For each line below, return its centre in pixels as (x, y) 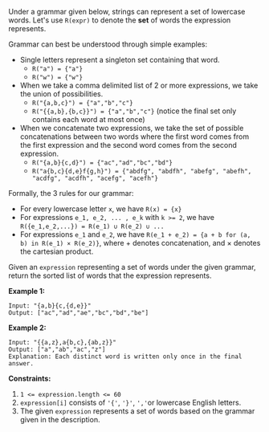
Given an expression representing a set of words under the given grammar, (132, 267)
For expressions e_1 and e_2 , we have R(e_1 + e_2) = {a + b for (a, (135, 234)
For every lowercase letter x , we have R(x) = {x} (101, 209)
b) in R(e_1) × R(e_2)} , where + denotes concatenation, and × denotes (140, 243)
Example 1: (27, 291)
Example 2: (27, 328)
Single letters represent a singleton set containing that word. (120, 60)
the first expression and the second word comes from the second (128, 145)
